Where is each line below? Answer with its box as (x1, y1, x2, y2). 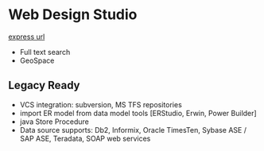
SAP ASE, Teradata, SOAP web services (19, 134, 151, 143)
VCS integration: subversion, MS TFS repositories (19, 99, 183, 109)
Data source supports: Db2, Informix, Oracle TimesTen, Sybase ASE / (19, 125, 247, 134)
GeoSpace (19, 56, 55, 65)
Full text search (19, 47, 71, 56)
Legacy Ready (8, 79, 80, 92)
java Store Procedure (19, 117, 89, 126)
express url (8, 32, 45, 41)
